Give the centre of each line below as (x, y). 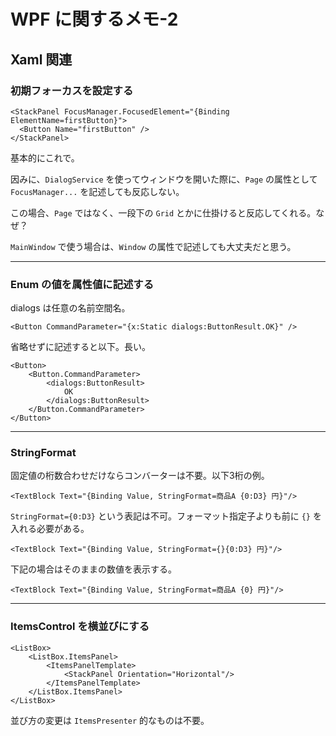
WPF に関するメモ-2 (94, 19)
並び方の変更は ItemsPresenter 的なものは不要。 (110, 720)
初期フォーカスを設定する (72, 90)
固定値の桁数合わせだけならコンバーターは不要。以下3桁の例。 (140, 476)
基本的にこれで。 (45, 157)
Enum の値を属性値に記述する (82, 284)
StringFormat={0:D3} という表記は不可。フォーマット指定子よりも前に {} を (166, 516)
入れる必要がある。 (50, 529)
